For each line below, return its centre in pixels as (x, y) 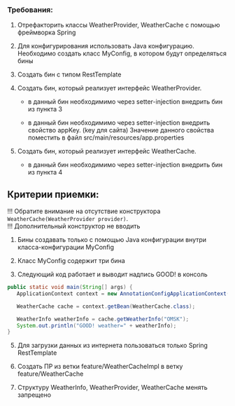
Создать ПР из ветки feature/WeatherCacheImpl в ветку (100, 367)
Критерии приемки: (53, 194)
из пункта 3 (45, 109)
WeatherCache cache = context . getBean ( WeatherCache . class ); (106, 306)
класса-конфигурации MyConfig (65, 248)
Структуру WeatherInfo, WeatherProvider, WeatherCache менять (112, 388)
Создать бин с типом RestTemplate (69, 74)
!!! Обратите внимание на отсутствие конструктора (84, 211)
